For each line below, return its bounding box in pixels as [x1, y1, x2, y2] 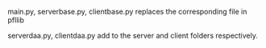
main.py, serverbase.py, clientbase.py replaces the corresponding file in [7, 7, 247, 16]
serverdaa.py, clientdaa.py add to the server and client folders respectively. [7, 31, 259, 40]
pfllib [7, 15, 25, 25]
